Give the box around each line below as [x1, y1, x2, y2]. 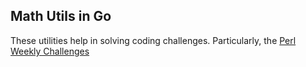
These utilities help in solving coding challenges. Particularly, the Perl [10, 34, 297, 46]
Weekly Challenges [10, 45, 90, 57]
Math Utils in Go [10, 8, 112, 25]
